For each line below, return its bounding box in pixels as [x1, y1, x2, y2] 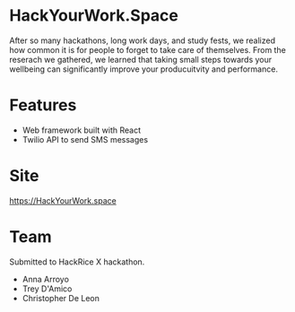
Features [9, 95, 77, 116]
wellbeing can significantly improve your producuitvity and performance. [9, 64, 278, 74]
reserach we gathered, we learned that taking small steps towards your [9, 54, 273, 65]
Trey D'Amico [22, 283, 73, 294]
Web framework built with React [22, 125, 142, 135]
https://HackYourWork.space [9, 195, 117, 206]
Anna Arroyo [22, 273, 70, 284]
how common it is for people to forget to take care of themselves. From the [9, 44, 287, 55]
